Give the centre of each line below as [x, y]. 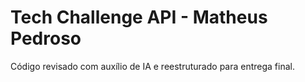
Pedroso [46, 38]
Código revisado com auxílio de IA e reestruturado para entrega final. [152, 66]
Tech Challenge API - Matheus [139, 17]
